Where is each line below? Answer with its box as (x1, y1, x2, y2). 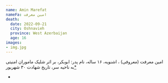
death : (6, 17, 20, 22)
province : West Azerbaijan (10, 31, 67, 36)
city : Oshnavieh (10, 26, 45, 31)
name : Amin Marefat (6, 7, 47, 13)
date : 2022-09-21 (10, 21, 47, 27)
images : (6, 40, 22, 45)
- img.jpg (6, 45, 27, 50)
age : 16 (10, 36, 27, 41)
